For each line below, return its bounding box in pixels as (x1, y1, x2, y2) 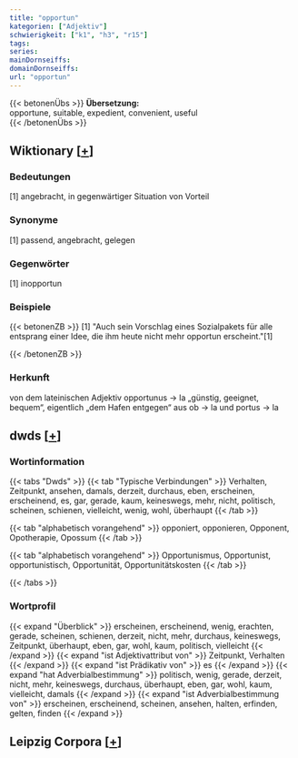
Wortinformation (9, 455, 84, 468)
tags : (9, 38, 30, 48)
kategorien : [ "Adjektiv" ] (9, 22, 107, 31)
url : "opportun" (9, 73, 71, 82)
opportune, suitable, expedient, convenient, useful (9, 106, 198, 118)
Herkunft (9, 371, 50, 384)
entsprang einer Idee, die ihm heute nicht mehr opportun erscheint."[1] (9, 331, 273, 342)
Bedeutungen (9, 170, 71, 183)
